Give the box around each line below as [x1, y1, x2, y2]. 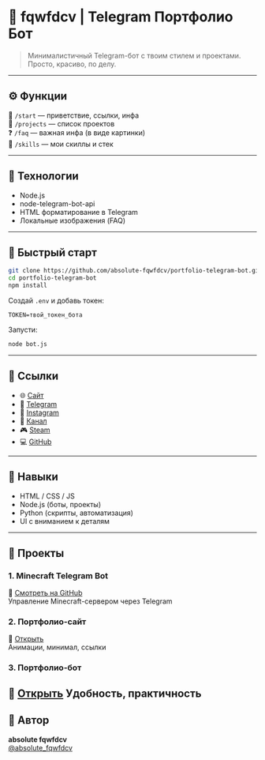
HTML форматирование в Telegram [19, 207, 138, 216]
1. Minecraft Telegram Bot [8, 570, 109, 581]
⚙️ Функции [8, 89, 68, 103]
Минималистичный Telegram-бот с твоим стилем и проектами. [27, 51, 241, 60]
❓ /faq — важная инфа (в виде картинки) [8, 127, 146, 137]
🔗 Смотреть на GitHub [8, 589, 83, 598]
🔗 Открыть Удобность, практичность [8, 687, 202, 700]
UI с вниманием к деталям [19, 516, 110, 525]
